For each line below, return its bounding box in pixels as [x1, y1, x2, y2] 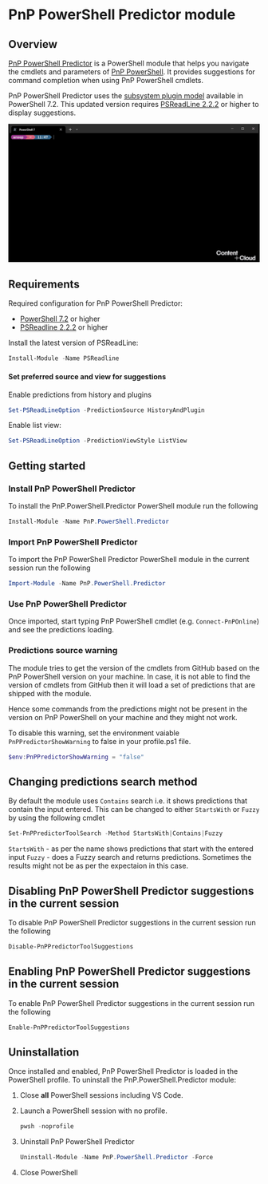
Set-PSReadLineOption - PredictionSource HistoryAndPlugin [8, 406, 205, 414]
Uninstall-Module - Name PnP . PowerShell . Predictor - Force [19, 1154, 214, 1162]
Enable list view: [8, 421, 61, 430]
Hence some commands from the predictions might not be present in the [8, 704, 248, 714]
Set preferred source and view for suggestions [8, 371, 167, 381]
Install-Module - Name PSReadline [8, 354, 120, 362]
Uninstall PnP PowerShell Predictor [19, 1137, 135, 1146]
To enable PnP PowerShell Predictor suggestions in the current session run [8, 998, 255, 1008]
